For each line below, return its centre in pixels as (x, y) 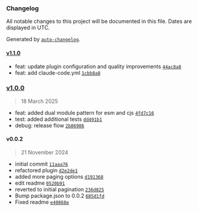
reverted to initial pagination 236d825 (60, 189)
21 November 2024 (45, 152)
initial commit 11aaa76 (41, 164)
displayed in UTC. (28, 27)
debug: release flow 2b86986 (50, 125)
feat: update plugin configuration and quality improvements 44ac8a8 (98, 66)
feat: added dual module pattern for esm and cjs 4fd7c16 (84, 112)
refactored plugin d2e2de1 (46, 170)
